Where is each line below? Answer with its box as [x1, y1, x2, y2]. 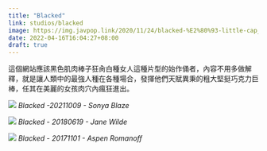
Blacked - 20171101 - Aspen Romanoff [17, 134, 143, 143]
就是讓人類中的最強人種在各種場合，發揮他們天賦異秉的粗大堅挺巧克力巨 [21, 74, 259, 83]
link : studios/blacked [8, 19, 83, 27]
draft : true [8, 41, 48, 49]
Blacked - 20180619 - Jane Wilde [17, 117, 128, 127]
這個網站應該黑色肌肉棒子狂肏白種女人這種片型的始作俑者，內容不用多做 [8, 64, 245, 74]
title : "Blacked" [8, 11, 66, 20]
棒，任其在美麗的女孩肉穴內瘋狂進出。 [8, 84, 133, 94]
